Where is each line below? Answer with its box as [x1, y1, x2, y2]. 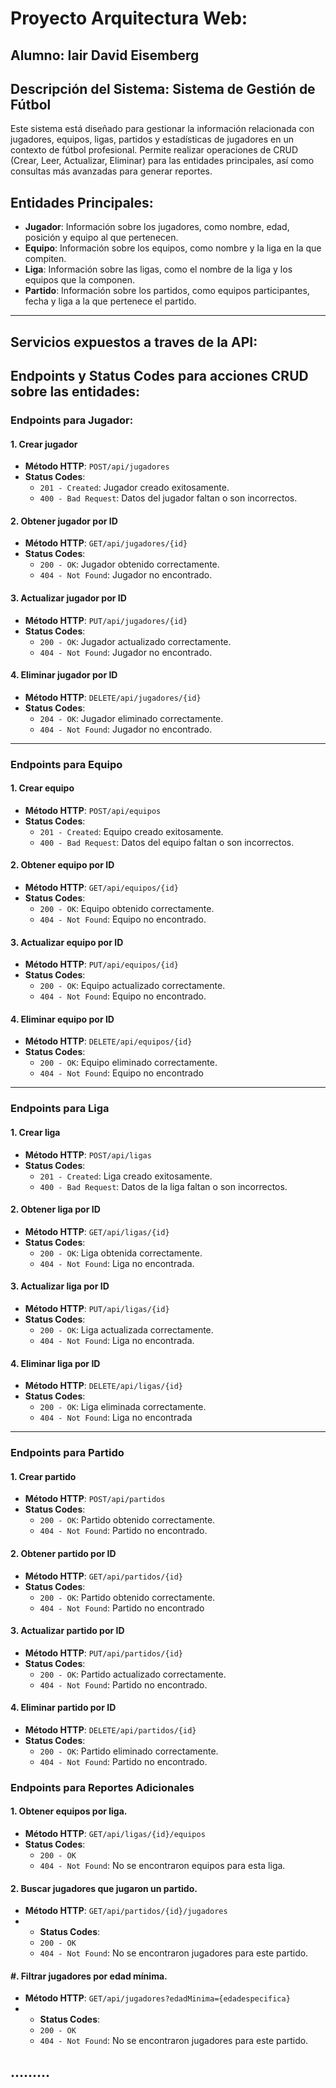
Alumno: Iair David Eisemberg [10, 47, 200, 64]
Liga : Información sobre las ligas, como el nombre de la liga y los [24, 263, 293, 276]
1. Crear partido [10, 1470, 77, 1482]
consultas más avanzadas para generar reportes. [10, 165, 213, 177]
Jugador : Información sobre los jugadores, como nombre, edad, [24, 221, 290, 233]
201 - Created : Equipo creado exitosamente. [39, 825, 224, 837]
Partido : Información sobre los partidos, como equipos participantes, [24, 285, 310, 297]
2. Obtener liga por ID [10, 1203, 101, 1216]
